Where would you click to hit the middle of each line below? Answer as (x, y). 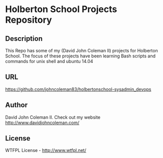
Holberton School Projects (61, 9)
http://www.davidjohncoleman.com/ (42, 122)
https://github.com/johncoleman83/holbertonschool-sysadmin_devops (78, 89)
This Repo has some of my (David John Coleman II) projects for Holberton (81, 51)
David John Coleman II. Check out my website (53, 117)
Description (24, 38)
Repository (29, 20)
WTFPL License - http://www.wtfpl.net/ (46, 150)
